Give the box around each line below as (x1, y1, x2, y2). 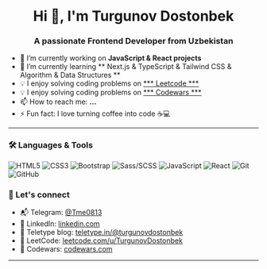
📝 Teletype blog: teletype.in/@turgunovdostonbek (19, 228, 184, 237)
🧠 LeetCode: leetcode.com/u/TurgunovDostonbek (19, 236, 183, 245)
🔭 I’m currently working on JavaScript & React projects (19, 53, 202, 63)
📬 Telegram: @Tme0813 (19, 208, 103, 217)
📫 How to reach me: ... (19, 97, 97, 106)
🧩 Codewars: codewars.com (19, 244, 113, 254)
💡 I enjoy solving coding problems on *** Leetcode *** (19, 79, 199, 88)
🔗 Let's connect (8, 189, 70, 200)
